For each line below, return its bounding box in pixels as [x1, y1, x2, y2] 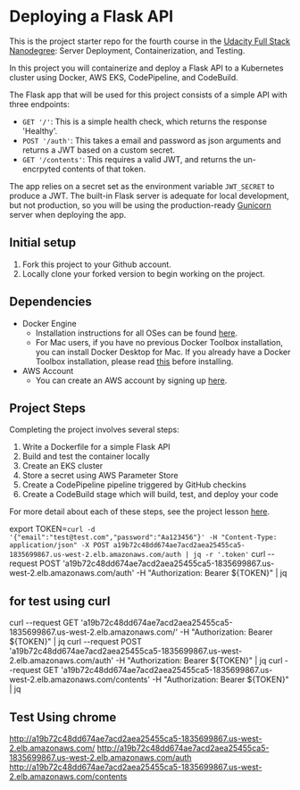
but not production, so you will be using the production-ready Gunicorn [9, 199, 272, 211]
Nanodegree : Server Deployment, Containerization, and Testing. [9, 45, 246, 55]
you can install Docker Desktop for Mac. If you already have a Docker [35, 346, 291, 357]
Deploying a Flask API [9, 6, 174, 27]
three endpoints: [9, 98, 70, 109]
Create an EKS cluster [21, 461, 104, 471]
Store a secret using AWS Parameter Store [21, 470, 179, 481]
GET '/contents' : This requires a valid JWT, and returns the [21, 154, 242, 164]
